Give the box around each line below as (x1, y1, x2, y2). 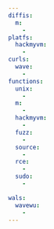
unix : (15, 84, 34, 93)
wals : (8, 194, 26, 201)
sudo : (15, 172, 34, 181)
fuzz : (15, 128, 34, 136)
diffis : (8, 11, 34, 20)
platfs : (8, 33, 34, 42)
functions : (8, 77, 44, 85)
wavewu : (15, 201, 41, 209)
